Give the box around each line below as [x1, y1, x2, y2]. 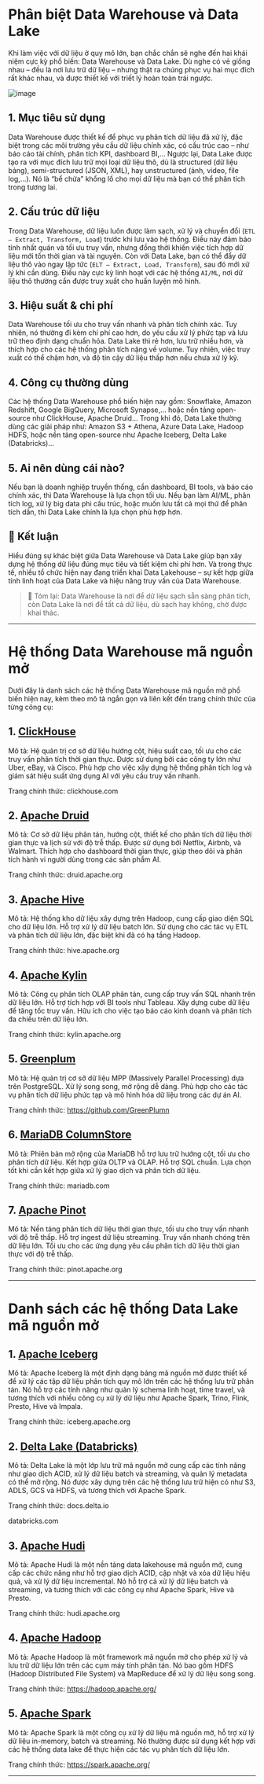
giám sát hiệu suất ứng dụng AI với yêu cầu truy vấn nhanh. [8, 771, 200, 780]
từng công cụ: [8, 702, 53, 712]
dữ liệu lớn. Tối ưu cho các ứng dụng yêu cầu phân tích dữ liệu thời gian [8, 1241, 240, 1251]
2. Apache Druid [8, 808, 90, 822]
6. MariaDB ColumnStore [8, 1128, 132, 1142]
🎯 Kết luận [8, 530, 59, 543]
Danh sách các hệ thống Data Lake [8, 1300, 239, 1318]
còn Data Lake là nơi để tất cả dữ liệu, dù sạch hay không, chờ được [27, 599, 247, 609]
